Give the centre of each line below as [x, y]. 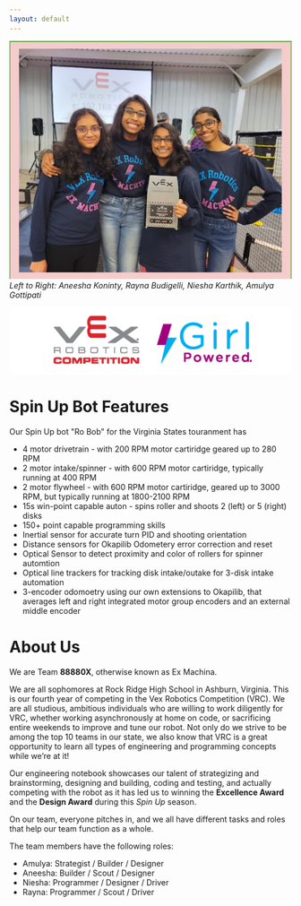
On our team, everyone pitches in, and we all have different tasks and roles [147, 819]
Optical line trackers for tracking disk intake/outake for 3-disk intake [148, 573]
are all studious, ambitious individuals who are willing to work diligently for [146, 708]
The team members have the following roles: [91, 846]
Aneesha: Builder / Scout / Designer [88, 873]
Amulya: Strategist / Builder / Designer [93, 863]
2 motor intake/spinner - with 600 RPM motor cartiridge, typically [143, 468]
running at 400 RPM [59, 477]
